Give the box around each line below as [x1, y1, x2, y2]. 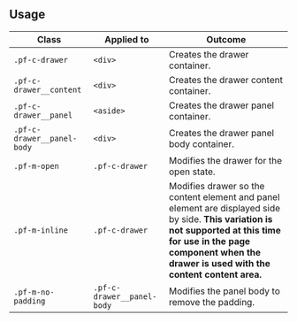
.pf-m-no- [13, 287, 55, 297]
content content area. [168, 268, 263, 280]
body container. [168, 137, 234, 149]
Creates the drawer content [168, 73, 283, 86]
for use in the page [168, 234, 250, 247]
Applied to [104, 33, 149, 45]
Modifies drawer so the [168, 180, 265, 192]
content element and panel [168, 190, 280, 203]
